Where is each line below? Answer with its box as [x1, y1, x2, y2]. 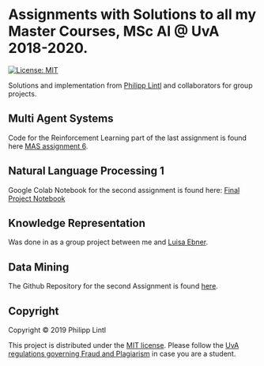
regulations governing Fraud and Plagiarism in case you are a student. [8, 349, 236, 358]
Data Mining [8, 260, 70, 274]
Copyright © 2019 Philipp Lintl [8, 326, 107, 334]
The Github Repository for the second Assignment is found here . [8, 281, 219, 291]
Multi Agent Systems [8, 112, 114, 126]
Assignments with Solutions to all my [8, 6, 257, 24]
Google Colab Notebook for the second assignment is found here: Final [8, 185, 240, 194]
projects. [8, 89, 37, 98]
